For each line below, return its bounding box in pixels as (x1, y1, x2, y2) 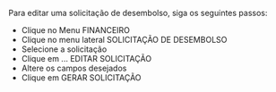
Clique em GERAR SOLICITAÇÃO (21, 72, 142, 83)
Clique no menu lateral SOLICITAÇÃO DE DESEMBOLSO (21, 35, 228, 45)
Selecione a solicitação (21, 44, 108, 54)
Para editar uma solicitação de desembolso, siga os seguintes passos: (8, 8, 268, 18)
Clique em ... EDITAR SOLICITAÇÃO (21, 54, 152, 63)
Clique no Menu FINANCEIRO (21, 25, 131, 35)
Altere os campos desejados (21, 63, 127, 73)
